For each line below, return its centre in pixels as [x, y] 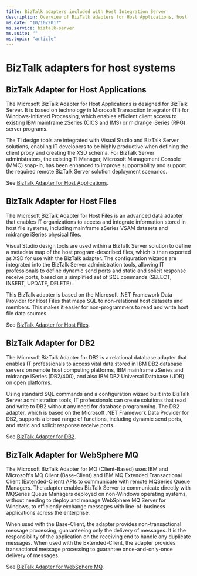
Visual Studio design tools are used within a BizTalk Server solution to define [98, 245]
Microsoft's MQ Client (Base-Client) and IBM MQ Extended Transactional [94, 475]
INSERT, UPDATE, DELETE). [40, 283]
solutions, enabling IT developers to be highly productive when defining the [97, 147]
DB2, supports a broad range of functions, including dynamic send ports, [94, 419]
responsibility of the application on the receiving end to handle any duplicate [98, 537]
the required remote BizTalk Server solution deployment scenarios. [87, 172]
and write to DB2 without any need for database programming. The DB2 [93, 406]
